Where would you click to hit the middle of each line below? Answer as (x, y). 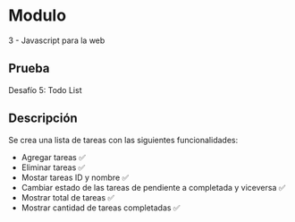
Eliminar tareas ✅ (53, 167)
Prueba (29, 68)
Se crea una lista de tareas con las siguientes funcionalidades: (123, 140)
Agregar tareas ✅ (53, 157)
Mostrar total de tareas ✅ (68, 197)
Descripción (43, 119)
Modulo (38, 16)
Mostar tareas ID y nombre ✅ (75, 177)
